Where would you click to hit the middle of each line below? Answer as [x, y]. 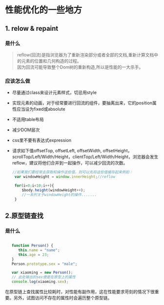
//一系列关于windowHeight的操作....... [59, 195]
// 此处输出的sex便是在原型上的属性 [43, 277]
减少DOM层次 [26, 130]
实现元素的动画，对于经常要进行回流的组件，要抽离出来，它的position [82, 103]
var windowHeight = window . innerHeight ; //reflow [65, 177]
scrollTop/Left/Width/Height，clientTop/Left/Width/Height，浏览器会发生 [85, 157]
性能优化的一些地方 [44, 10]
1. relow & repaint [32, 28]
